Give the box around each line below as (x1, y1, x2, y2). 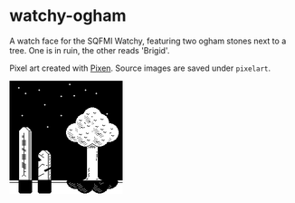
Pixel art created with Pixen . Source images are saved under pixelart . (9, 63, 271, 73)
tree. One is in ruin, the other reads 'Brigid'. (9, 44, 170, 55)
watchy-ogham (9, 5, 127, 26)
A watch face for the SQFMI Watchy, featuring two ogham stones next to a (9, 35, 287, 46)
